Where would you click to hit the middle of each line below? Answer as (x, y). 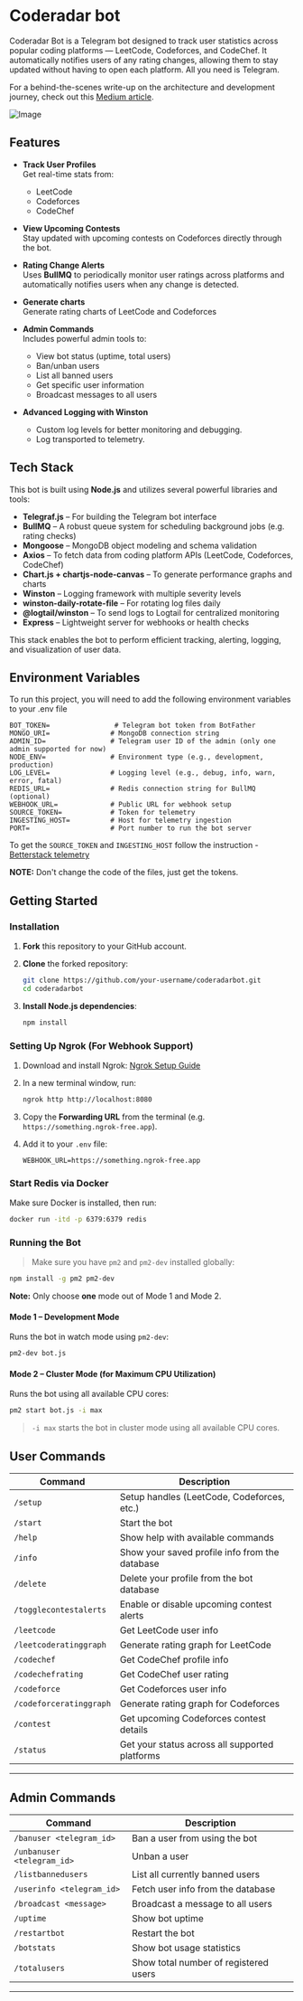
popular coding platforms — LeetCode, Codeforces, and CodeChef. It (138, 50)
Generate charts (54, 302)
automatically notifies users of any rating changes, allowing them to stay (144, 60)
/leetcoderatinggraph (60, 1645)
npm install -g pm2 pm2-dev (62, 1279)
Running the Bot (45, 1242)
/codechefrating (49, 1675)
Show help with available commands (197, 1538)
